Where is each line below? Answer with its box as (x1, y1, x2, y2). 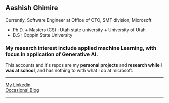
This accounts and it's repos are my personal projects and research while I (5, 62, 162, 68)
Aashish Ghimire (5, 4, 59, 12)
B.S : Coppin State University (12, 32, 73, 38)
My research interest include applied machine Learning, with (5, 44, 157, 51)
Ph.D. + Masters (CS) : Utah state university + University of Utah (12, 27, 146, 33)
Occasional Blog (5, 87, 39, 93)
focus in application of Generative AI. (5, 51, 98, 58)
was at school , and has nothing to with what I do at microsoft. (5, 67, 133, 74)
